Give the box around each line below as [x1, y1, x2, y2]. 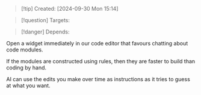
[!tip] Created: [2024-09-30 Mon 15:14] [20, 5, 119, 12]
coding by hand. [6, 64, 47, 71]
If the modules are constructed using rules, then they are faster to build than [6, 58, 196, 65]
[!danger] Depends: [20, 28, 70, 35]
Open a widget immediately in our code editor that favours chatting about [6, 40, 188, 47]
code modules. [6, 46, 43, 53]
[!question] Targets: [20, 17, 70, 23]
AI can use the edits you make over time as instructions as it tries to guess [6, 76, 191, 82]
